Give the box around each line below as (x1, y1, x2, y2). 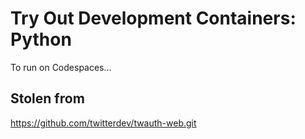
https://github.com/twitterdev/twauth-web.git (10, 117, 197, 129)
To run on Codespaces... (10, 61, 112, 73)
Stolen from (10, 90, 85, 107)
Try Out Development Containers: (10, 7, 297, 30)
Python (10, 28, 72, 51)
